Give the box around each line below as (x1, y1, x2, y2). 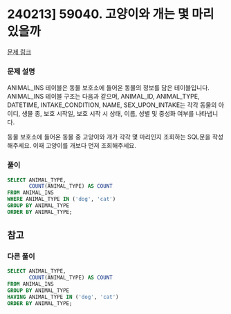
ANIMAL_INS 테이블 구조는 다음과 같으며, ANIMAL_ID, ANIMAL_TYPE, (7, 92, 200, 101)
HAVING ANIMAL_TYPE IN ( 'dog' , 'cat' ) (7, 293, 119, 300)
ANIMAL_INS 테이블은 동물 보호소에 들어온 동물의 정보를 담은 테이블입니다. (7, 84, 210, 92)
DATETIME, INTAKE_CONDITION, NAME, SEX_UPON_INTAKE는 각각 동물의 (7, 101, 217, 109)
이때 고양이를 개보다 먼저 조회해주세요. (33, 141, 137, 150)
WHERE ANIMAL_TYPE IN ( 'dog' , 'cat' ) (7, 196, 116, 203)
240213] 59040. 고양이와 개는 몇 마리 (7, 6, 214, 22)
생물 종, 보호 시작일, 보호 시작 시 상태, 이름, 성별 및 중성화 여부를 (21, 110, 194, 118)
